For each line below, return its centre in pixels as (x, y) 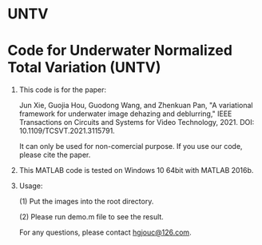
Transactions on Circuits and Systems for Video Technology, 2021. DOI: (137, 122)
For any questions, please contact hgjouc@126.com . (105, 232)
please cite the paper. (55, 155)
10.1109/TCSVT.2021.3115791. (67, 131)
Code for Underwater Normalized (120, 51)
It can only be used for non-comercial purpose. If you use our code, (131, 147)
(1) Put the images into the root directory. (86, 202)
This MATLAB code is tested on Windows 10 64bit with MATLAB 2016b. (136, 171)
